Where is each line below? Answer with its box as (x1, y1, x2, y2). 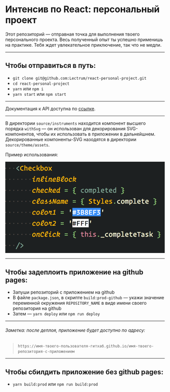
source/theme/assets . (5, 141, 50, 148)
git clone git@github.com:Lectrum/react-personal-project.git (12, 76, 147, 81)
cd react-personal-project (12, 81, 70, 86)
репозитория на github (12, 305, 62, 311)
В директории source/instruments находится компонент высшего (5, 120, 146, 126)
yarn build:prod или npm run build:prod (12, 381, 98, 387)
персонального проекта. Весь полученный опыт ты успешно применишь (5, 37, 163, 43)
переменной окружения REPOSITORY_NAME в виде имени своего (12, 300, 147, 306)
